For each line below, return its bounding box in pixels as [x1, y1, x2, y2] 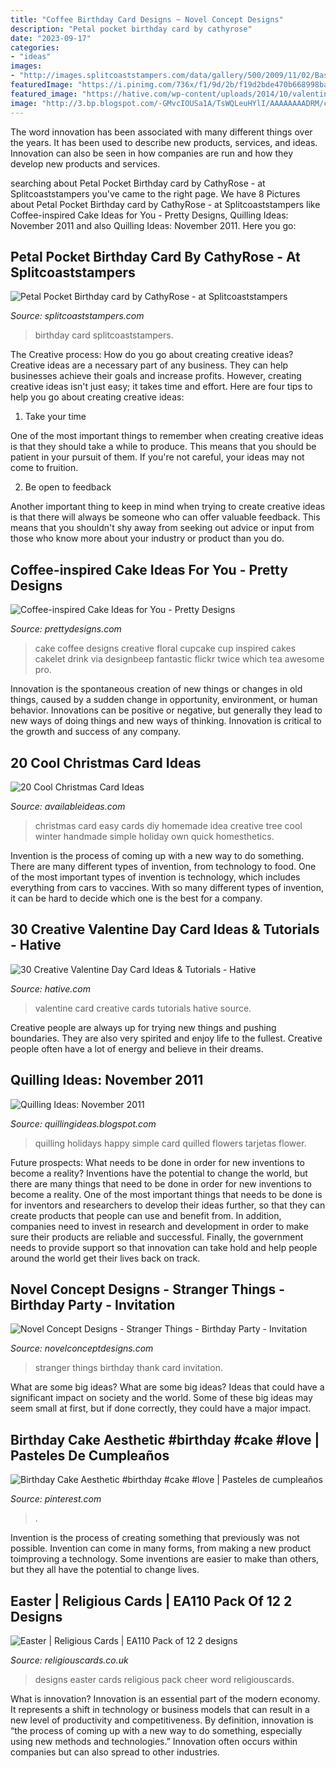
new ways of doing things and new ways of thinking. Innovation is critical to [10, 715, 322, 727]
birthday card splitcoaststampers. [34, 329, 174, 341]
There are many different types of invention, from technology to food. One [10, 860, 317, 872]
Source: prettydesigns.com [10, 623, 122, 635]
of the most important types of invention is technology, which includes [10, 871, 301, 883]
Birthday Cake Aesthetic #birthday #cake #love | [10, 1431, 320, 1448]
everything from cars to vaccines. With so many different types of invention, [10, 881, 324, 893]
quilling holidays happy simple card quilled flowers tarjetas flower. [34, 1137, 307, 1149]
